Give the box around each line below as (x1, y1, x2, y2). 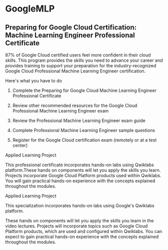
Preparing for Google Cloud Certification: (5, 23, 137, 32)
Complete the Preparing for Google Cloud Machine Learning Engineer (12, 87, 157, 93)
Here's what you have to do (5, 78, 62, 83)
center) (12, 143, 28, 148)
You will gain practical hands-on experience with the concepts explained (5, 178, 155, 184)
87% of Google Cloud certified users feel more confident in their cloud (5, 52, 151, 58)
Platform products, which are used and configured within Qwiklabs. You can (5, 228, 162, 234)
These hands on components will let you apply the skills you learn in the (5, 218, 154, 223)
